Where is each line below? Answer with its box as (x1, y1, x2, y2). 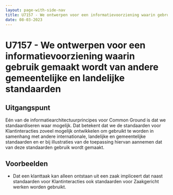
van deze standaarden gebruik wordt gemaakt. (5, 145, 105, 151)
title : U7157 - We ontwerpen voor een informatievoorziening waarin (5, 12, 155, 17)
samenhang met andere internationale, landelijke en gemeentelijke (5, 133, 146, 139)
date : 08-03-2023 (5, 17, 43, 22)
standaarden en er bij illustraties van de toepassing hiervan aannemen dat (5, 139, 162, 145)
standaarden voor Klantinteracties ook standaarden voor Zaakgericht (12, 179, 159, 185)
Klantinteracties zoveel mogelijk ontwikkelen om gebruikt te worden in (5, 128, 154, 134)
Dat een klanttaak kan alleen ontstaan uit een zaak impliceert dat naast (12, 173, 163, 179)
